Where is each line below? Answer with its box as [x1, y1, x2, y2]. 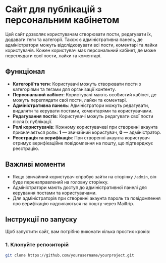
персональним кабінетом [5, 14, 120, 26]
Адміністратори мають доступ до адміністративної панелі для [12, 184, 147, 191]
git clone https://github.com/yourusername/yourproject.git [5, 252, 135, 258]
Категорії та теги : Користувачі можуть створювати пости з [12, 81, 141, 87]
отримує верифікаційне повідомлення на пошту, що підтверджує [12, 140, 153, 146]
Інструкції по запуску [5, 215, 77, 223]
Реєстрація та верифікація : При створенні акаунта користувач [12, 134, 150, 140]
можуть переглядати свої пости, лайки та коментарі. [12, 97, 127, 103]
